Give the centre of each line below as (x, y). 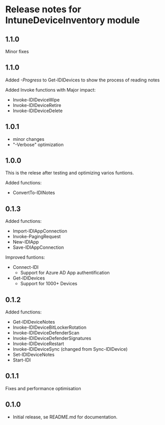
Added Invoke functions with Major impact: (51, 90)
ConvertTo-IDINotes (34, 193)
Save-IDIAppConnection (38, 247)
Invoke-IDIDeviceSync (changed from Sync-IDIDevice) (70, 349)
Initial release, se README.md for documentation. (65, 417)
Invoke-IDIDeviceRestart (38, 344)
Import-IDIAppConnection (40, 231)
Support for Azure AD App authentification (65, 273)
